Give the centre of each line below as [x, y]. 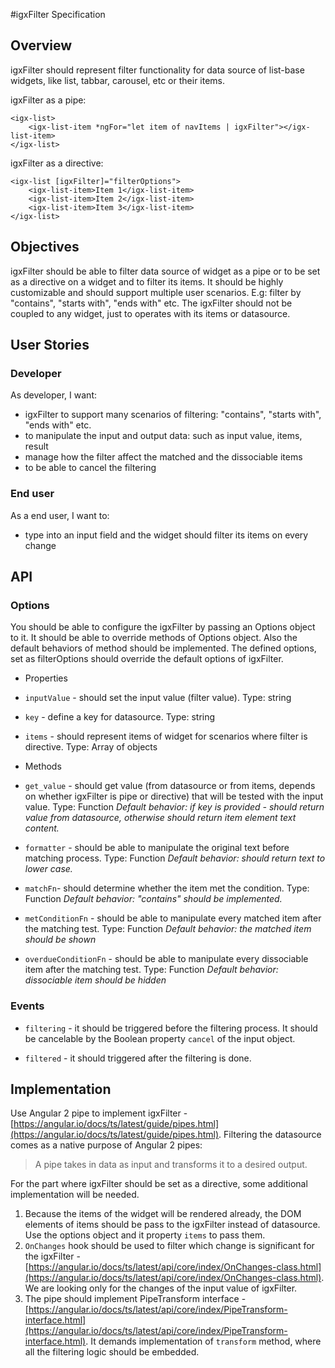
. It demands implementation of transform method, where [203, 1341]
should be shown [60, 940]
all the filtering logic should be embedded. [112, 1352]
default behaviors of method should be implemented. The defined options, [163, 648]
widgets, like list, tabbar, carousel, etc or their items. [118, 80]
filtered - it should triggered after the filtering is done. [138, 1058]
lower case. [48, 869]
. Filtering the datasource [270, 1135]
